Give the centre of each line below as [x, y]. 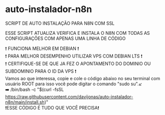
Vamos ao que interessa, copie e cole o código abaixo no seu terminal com [83, 78]
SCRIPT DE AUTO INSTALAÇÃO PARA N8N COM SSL [60, 23]
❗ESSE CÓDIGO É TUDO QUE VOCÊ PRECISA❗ [52, 107]
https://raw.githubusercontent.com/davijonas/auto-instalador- [69, 96]
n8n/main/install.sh [25, 102]
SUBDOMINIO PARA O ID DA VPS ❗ [41, 71]
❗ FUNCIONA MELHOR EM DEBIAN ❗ [42, 48]
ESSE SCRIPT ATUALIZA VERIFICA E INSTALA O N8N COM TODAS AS [78, 33]
